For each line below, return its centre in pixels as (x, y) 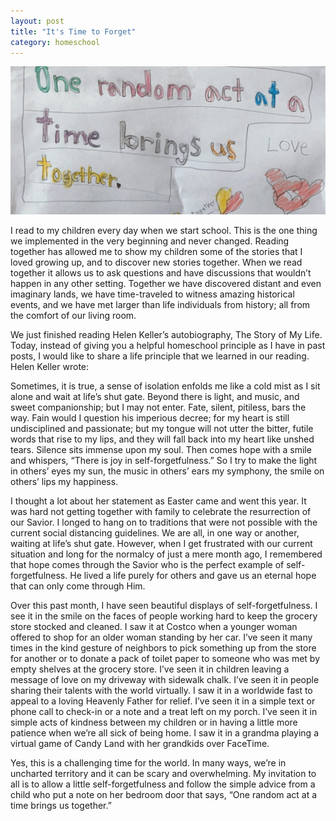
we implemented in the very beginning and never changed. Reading (150, 241)
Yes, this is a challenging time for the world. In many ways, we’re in (148, 763)
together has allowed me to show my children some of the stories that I (156, 252)
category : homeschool (55, 42)
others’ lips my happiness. (64, 482)
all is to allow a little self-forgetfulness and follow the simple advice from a (163, 784)
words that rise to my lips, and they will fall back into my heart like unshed (162, 439)
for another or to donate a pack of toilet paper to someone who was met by (165, 659)
